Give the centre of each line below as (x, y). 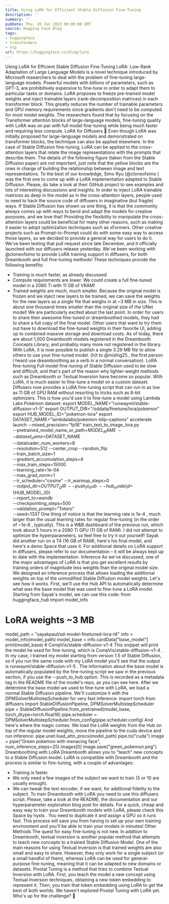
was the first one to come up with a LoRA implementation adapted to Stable (84, 179)
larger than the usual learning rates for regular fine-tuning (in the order (86, 519)
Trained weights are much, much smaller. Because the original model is (87, 291)
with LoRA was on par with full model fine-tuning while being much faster (81, 125)
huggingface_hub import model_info (50, 600)
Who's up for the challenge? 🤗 (44, 895)
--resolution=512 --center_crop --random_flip (60, 448)
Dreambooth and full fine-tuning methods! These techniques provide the (81, 259)
